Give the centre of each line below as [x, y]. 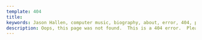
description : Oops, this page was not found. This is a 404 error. [94, 28]
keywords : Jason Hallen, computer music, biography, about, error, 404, [99, 22]
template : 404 [24, 11]
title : [14, 17]
